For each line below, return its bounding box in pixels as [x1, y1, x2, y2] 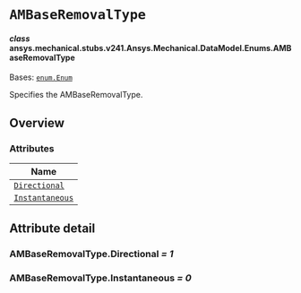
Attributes [9, 142, 55, 154]
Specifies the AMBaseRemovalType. [9, 90, 143, 100]
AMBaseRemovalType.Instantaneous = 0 [9, 271, 192, 284]
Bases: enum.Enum [9, 72, 73, 82]
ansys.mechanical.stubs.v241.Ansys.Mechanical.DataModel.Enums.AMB [9, 42, 292, 53]
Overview [9, 115, 65, 131]
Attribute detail [9, 221, 96, 237]
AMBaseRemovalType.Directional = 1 [9, 248, 174, 261]
